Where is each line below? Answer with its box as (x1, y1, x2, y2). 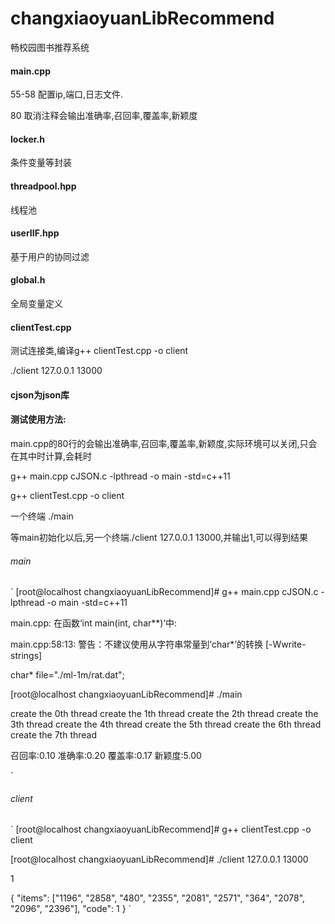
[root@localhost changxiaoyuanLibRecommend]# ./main (10, 688, 243, 701)
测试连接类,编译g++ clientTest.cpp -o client (10, 345, 189, 357)
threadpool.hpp (10, 180, 77, 192)
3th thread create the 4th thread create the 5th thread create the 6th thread (10, 718, 322, 731)
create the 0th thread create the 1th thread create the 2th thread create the (10, 708, 319, 720)
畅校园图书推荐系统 (10, 41, 90, 53)
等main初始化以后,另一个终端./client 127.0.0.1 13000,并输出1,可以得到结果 (10, 531, 309, 543)
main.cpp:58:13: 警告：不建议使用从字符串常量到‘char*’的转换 (10, 638, 264, 651)
